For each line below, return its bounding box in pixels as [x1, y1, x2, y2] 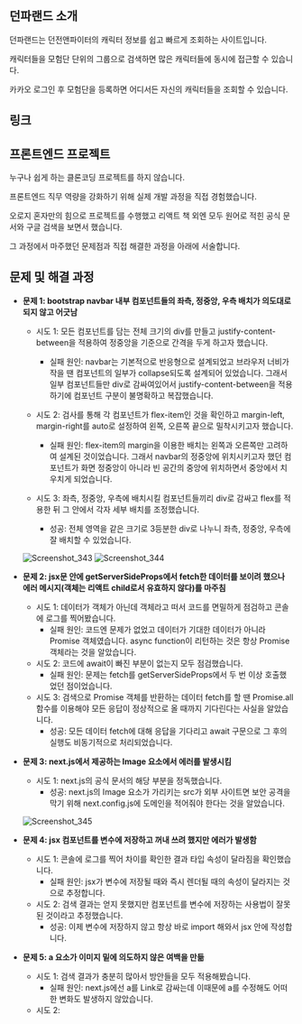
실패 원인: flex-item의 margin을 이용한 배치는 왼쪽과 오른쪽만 [49, 439, 264, 450]
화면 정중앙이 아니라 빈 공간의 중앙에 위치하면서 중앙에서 [80, 462, 279, 473]
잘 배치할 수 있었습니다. [49, 534, 133, 545]
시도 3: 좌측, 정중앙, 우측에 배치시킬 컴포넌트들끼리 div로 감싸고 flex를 [35, 493, 282, 503]
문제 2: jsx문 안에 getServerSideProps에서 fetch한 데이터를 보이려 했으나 [22, 571, 286, 582]
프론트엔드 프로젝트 [9, 146, 111, 161]
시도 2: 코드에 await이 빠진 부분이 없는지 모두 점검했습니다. [35, 658, 243, 669]
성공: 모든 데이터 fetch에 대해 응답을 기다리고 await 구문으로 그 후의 [49, 725, 288, 736]
